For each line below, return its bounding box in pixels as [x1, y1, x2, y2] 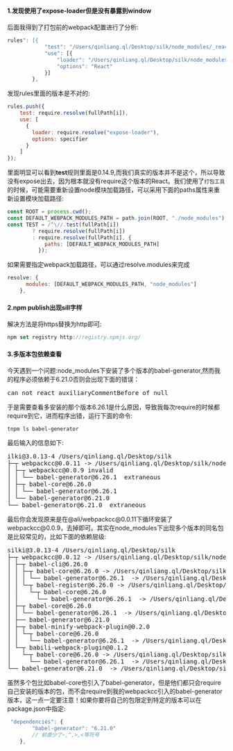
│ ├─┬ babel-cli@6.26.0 [7, 560, 88, 568]
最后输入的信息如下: [7, 439, 64, 447]
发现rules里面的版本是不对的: [7, 89, 90, 97]
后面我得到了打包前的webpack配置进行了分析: [7, 23, 139, 31]
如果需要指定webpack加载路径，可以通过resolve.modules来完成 [7, 261, 190, 269]
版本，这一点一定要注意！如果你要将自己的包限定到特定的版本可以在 [7, 696, 202, 704]
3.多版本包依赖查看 [7, 350, 62, 358]
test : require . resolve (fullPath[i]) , [19, 110, 129, 117]
